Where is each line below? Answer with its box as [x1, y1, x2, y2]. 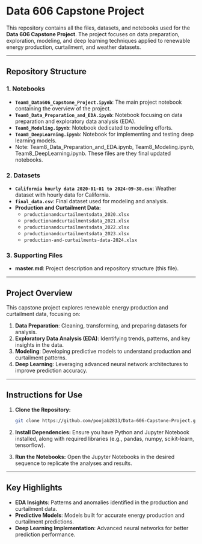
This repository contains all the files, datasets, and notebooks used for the [6, 24, 191, 31]
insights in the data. [14, 341, 64, 349]
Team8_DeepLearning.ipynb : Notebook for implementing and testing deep [14, 130, 194, 138]
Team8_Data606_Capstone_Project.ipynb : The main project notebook [14, 98, 182, 106]
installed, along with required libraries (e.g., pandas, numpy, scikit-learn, [14, 435, 194, 442]
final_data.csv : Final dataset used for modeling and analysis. [14, 197, 168, 204]
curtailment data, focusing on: [6, 311, 81, 318]
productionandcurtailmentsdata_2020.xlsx [23, 211, 129, 218]
